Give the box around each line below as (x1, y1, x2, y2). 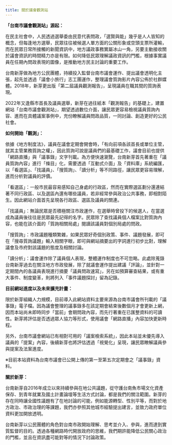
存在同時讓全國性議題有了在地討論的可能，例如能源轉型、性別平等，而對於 (5, 397, 162, 403)
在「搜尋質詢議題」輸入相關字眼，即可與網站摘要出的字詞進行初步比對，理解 (5, 238, 167, 244)
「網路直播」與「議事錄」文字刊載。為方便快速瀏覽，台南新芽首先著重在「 (5, 153, 162, 160)
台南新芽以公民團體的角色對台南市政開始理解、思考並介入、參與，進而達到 (5, 421, 162, 428)
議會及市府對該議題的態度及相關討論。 (5, 244, 86, 250)
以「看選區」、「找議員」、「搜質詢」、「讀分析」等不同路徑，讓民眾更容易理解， (5, 166, 167, 172)
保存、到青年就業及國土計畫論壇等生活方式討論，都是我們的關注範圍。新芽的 (5, 391, 167, 397)
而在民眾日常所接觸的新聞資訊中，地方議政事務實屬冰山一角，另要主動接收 (5, 46, 162, 52)
